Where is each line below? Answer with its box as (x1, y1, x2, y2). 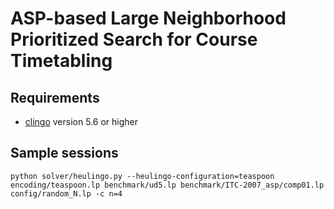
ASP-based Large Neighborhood (10, 7, 287, 30)
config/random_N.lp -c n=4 (10, 188, 123, 199)
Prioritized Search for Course (10, 28, 258, 51)
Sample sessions (10, 145, 119, 162)
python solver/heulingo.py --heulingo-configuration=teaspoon (10, 171, 275, 181)
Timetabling (10, 50, 113, 72)
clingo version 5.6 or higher (24, 116, 138, 127)
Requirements (10, 89, 100, 106)
